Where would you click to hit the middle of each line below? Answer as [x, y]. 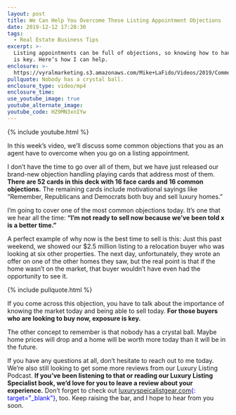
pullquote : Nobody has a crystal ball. [66, 79]
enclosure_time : [31, 92]
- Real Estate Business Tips [56, 40]
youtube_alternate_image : [45, 106]
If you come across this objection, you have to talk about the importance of [116, 303]
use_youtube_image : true [44, 99]
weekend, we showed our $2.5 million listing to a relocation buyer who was [116, 246]
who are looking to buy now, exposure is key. [74, 318]
